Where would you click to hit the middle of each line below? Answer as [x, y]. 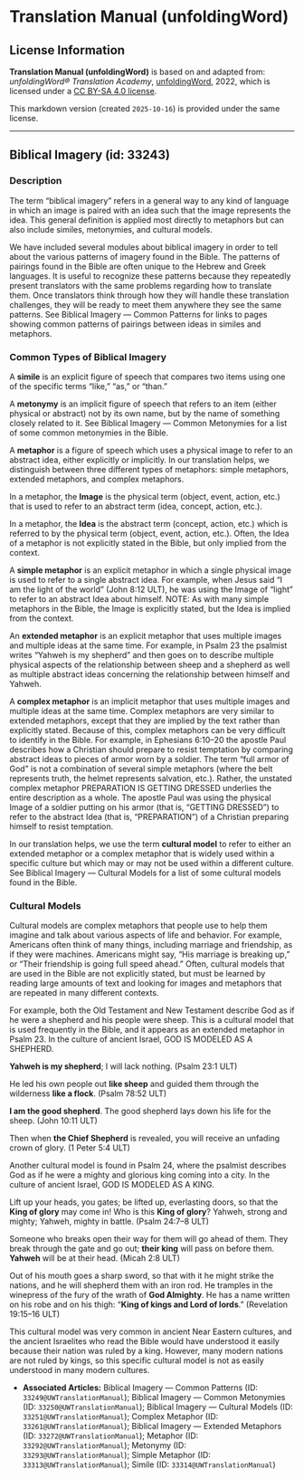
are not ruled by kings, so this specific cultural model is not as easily [137, 1360]
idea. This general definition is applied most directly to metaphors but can [147, 220]
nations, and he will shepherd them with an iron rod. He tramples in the [141, 1285]
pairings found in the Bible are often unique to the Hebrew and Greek [138, 266]
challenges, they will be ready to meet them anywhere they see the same [146, 304]
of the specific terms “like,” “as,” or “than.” [88, 386]
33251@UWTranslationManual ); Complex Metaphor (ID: [120, 1417]
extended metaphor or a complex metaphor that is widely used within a [142, 854]
